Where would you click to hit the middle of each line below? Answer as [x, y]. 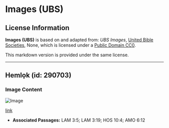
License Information [37, 28]
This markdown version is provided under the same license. [67, 55]
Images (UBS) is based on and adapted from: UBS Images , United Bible [79, 40]
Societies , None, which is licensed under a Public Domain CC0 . [71, 45]
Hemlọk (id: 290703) [38, 76]
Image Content [24, 90]
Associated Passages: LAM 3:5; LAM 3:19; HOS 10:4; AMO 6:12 [79, 120]
